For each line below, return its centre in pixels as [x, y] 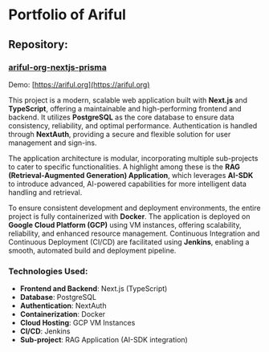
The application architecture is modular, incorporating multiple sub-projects [133, 158]
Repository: [38, 45]
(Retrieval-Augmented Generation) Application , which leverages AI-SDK [131, 175]
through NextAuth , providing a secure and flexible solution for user [120, 134]
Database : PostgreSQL [58, 297]
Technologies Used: [48, 271]
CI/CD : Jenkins [45, 331]
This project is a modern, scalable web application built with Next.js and [128, 100]
